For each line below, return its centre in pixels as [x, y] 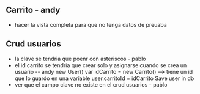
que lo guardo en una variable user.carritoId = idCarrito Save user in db [104, 78]
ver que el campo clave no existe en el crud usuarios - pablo [91, 84]
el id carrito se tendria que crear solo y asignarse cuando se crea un [101, 65]
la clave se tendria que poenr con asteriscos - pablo [80, 59]
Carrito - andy [33, 10]
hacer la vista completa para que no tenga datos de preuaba [91, 24]
